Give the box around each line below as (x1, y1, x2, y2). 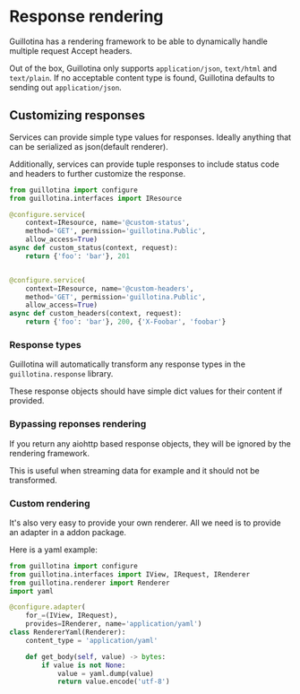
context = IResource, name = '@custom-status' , (25, 218, 191, 228)
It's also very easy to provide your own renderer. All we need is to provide (9, 517, 281, 528)
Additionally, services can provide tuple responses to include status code (9, 159, 280, 169)
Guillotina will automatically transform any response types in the (9, 359, 246, 369)
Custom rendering (9, 497, 91, 509)
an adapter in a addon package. (9, 526, 127, 537)
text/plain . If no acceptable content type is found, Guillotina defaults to (9, 72, 276, 82)
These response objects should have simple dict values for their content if (9, 386, 283, 396)
